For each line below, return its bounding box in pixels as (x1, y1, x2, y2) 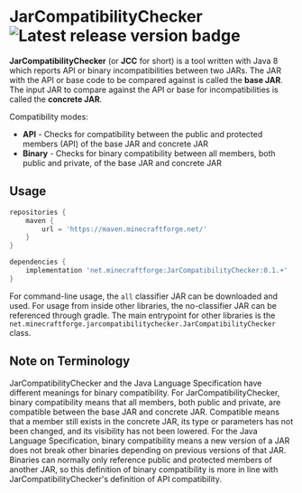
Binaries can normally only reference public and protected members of (9, 454, 272, 465)
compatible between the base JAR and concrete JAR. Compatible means (9, 406, 279, 417)
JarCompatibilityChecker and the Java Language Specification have (9, 377, 262, 388)
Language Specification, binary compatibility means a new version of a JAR (9, 435, 290, 446)
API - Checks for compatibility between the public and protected (22, 128, 263, 139)
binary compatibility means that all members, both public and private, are (9, 396, 281, 407)
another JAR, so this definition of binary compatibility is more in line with (9, 463, 279, 475)
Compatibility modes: (9, 111, 88, 122)
